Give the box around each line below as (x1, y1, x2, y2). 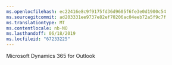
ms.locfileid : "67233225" (6, 36, 70, 42)
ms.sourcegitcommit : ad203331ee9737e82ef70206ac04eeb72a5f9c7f (6, 14, 167, 20)
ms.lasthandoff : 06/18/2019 (6, 31, 76, 37)
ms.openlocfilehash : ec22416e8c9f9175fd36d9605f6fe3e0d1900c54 (6, 8, 167, 15)
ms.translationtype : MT (6, 19, 65, 25)
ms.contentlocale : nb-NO (6, 25, 68, 31)
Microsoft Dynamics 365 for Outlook (6, 53, 95, 59)
